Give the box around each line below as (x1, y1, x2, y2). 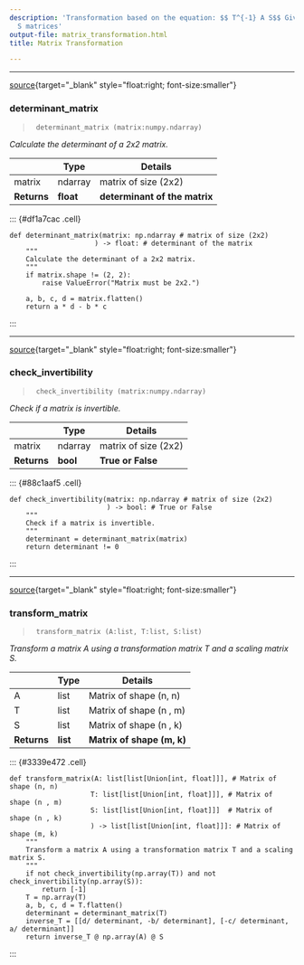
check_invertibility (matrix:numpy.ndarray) (35, 386, 206, 396)
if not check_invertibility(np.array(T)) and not (25, 869, 217, 878)
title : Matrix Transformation (9, 38, 124, 48)
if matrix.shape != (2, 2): (25, 270, 131, 279)
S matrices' (17, 22, 63, 31)
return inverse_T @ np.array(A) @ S (25, 932, 165, 941)
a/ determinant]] (9, 924, 75, 934)
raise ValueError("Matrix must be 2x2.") (42, 278, 201, 288)
